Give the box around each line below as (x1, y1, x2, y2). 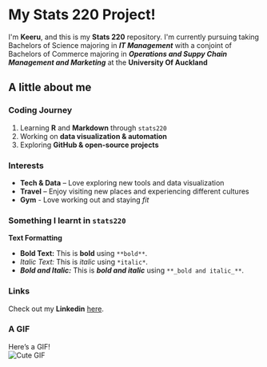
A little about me (8, 81, 92, 94)
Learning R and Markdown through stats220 (19, 122, 167, 133)
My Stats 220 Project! (8, 6, 156, 24)
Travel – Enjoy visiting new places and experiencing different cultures (19, 186, 249, 196)
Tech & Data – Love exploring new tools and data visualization (19, 178, 225, 187)
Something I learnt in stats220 (8, 214, 126, 225)
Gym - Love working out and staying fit (19, 194, 149, 205)
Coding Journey (8, 105, 73, 116)
